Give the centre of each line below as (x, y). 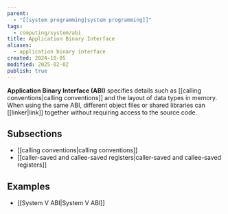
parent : (18, 13)
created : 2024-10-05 (37, 58)
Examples (28, 186)
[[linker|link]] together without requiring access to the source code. (102, 112)
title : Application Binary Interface (61, 39)
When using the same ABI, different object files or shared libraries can (106, 105)
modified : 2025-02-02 (38, 64)
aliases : (20, 45)
